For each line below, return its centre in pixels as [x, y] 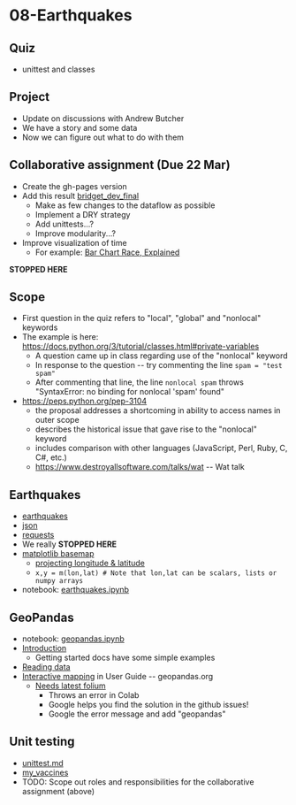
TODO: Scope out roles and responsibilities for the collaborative [138, 782]
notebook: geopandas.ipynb [73, 639]
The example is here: [60, 337]
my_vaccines [45, 772]
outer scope [57, 420]
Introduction [44, 648]
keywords [40, 327]
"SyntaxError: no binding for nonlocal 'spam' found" [130, 392]
